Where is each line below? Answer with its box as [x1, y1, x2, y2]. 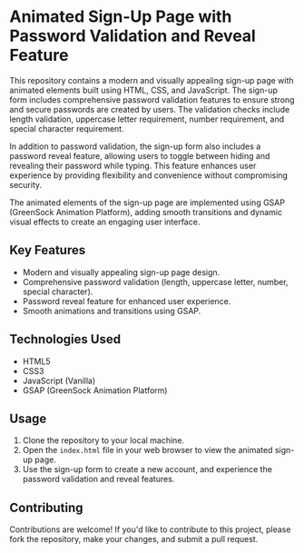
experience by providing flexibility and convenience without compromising [9, 170, 289, 181]
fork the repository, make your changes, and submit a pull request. [9, 534, 259, 545]
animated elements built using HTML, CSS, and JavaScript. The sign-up [9, 84, 279, 95]
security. [9, 179, 43, 190]
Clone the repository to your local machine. [22, 435, 184, 446]
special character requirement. [9, 123, 124, 133]
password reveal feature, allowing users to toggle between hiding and [9, 150, 270, 161]
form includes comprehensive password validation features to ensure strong [9, 94, 295, 105]
